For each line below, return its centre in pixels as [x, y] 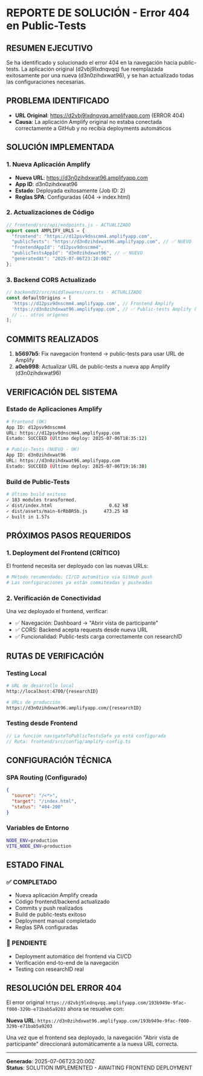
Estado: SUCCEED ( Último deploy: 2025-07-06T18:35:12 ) [77, 439]
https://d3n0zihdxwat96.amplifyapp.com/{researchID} [74, 708]
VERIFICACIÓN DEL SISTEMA [62, 392]
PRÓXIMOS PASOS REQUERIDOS [69, 536]
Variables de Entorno [38, 828]
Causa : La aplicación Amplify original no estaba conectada [88, 121]
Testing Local [27, 673]
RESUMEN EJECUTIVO [50, 48]
